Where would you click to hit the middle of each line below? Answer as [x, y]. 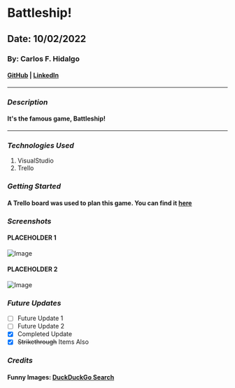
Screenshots [29, 221]
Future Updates [34, 303]
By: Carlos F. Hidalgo [44, 59]
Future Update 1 [40, 318]
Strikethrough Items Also [53, 342]
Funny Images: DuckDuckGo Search [61, 377]
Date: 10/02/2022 [47, 39]
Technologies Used [41, 145]
